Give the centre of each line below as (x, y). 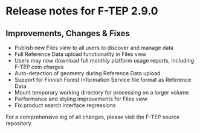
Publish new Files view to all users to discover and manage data (94, 48)
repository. (19, 123)
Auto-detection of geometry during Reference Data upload (87, 73)
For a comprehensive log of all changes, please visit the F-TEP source (93, 117)
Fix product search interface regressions (65, 105)
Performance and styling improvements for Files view (81, 99)
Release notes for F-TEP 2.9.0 (82, 11)
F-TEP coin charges (39, 67)
